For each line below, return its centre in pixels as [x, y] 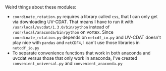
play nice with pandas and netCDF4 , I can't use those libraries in [76, 43]
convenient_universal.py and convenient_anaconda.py [67, 63]
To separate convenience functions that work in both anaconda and [82, 53]
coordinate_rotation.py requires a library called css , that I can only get [85, 16]
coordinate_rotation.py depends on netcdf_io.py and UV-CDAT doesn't [86, 37]
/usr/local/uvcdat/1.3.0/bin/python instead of [61, 27]
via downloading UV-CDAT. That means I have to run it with [73, 22]
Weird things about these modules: [41, 7]
